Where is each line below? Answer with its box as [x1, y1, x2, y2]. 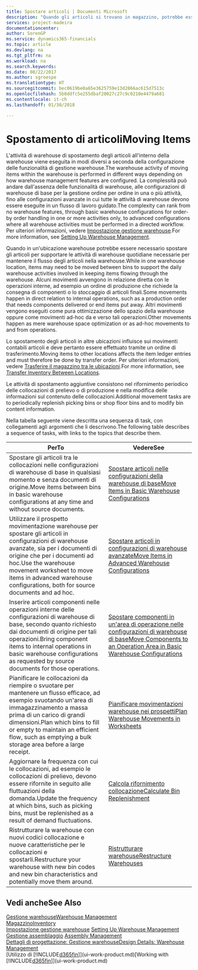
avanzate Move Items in [108, 552, 173, 560]
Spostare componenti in [108, 613, 175, 621]
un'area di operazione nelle [108, 620, 184, 628]
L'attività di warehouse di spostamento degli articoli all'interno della [6, 152, 170, 159]
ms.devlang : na [6, 47, 44, 53]
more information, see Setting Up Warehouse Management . [6, 234, 151, 241]
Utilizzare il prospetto [9, 515, 68, 523]
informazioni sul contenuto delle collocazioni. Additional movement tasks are [6, 393, 191, 400]
